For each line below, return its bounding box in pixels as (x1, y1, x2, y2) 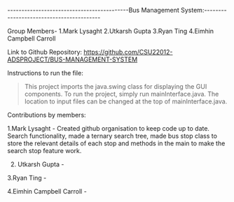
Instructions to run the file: (7, 69, 84, 77)
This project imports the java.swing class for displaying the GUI (24, 82, 207, 90)
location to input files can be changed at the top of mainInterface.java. (24, 97, 228, 106)
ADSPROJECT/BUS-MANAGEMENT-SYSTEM (7, 55, 138, 64)
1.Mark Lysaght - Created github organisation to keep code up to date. (7, 124, 210, 132)
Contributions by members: (7, 111, 86, 119)
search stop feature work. (7, 147, 82, 154)
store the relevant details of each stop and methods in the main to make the (7, 139, 226, 147)
